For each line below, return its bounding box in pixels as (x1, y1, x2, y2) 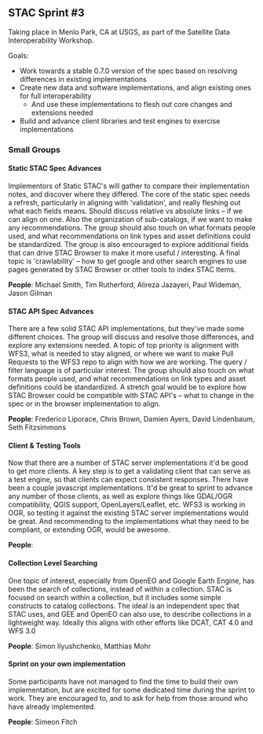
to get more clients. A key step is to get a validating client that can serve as (8, 467, 251, 476)
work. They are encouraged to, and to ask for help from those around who (8, 693, 249, 703)
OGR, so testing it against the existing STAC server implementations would (8, 508, 249, 518)
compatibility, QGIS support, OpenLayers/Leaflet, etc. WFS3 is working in (8, 500, 246, 510)
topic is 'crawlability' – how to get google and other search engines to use (8, 256, 247, 266)
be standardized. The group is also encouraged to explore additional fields (8, 239, 249, 249)
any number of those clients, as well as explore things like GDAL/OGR (8, 492, 233, 501)
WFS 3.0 (8, 625, 36, 636)
